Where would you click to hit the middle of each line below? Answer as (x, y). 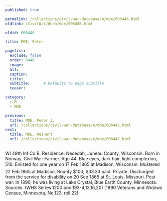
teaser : (18, 88)
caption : (19, 74)
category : (16, 97)
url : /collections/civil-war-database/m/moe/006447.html (70, 139)
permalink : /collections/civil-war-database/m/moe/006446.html (73, 19)
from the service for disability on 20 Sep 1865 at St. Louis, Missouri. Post (80, 177)
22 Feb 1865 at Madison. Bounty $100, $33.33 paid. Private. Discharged (79, 171)
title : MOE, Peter (24, 42)
